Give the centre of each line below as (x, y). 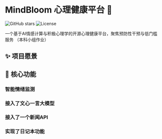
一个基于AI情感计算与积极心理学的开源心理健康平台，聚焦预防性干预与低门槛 (81, 33)
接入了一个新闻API (27, 117)
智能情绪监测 (20, 89)
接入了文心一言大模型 (30, 103)
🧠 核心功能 (21, 74)
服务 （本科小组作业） (27, 40)
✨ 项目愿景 (21, 56)
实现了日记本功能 (25, 132)
